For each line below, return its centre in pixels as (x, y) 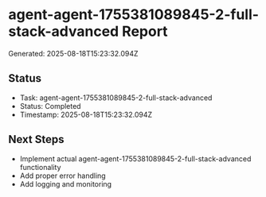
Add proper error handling (63, 176)
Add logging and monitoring (66, 183)
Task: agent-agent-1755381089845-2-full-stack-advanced (116, 98)
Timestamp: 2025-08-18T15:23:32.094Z (86, 114)
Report (145, 31)
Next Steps (36, 139)
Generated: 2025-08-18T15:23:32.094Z (73, 53)
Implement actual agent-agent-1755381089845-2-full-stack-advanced (135, 158)
